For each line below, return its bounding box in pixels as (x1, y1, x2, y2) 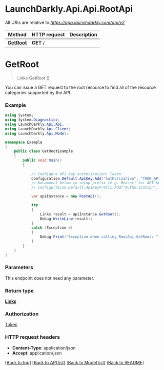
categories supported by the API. (5, 89, 72, 96)
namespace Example (5, 140, 42, 145)
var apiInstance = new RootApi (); (31, 194, 102, 199)
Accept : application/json (12, 350, 62, 356)
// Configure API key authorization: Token (31, 172, 121, 176)
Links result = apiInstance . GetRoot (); (40, 212, 121, 216)
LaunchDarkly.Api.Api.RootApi (5, 3, 133, 15)
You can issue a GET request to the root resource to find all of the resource (5, 84, 156, 90)
